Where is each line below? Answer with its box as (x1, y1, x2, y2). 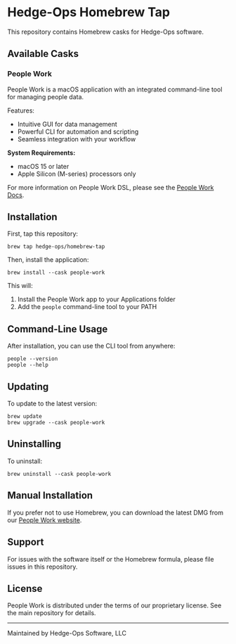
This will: (7, 282, 33, 290)
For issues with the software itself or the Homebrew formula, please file (7, 555, 214, 563)
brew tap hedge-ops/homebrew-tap (7, 244, 105, 251)
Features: (7, 106, 35, 115)
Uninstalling (7, 438, 62, 450)
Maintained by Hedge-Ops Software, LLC (7, 629, 127, 638)
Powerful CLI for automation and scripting (17, 127, 139, 136)
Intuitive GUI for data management (17, 120, 117, 128)
